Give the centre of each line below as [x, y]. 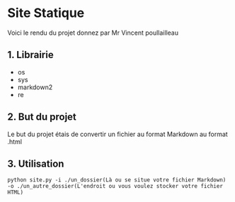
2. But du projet [42, 117]
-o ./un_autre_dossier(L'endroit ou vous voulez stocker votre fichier [115, 186]
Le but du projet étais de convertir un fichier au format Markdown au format [117, 134]
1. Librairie [31, 55]
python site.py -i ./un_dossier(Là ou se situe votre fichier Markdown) [117, 180]
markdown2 [35, 87]
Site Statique [46, 13]
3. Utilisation [36, 163]
